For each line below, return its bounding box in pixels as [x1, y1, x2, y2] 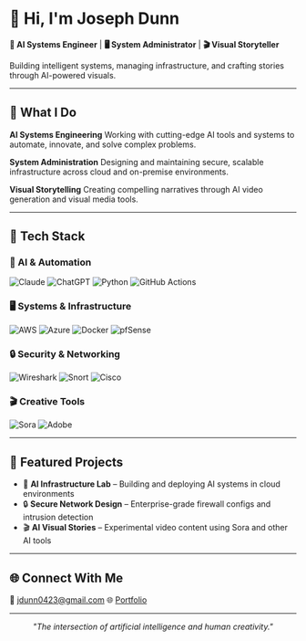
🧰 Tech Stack [9, 228, 86, 245]
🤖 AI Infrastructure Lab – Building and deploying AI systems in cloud [22, 478, 280, 489]
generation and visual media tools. [9, 194, 138, 205]
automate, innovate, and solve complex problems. [9, 139, 197, 150]
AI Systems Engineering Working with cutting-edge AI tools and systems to [9, 129, 295, 140]
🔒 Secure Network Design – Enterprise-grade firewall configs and [22, 499, 271, 510]
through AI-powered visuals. [9, 69, 117, 80]
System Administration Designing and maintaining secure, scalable [9, 156, 264, 167]
